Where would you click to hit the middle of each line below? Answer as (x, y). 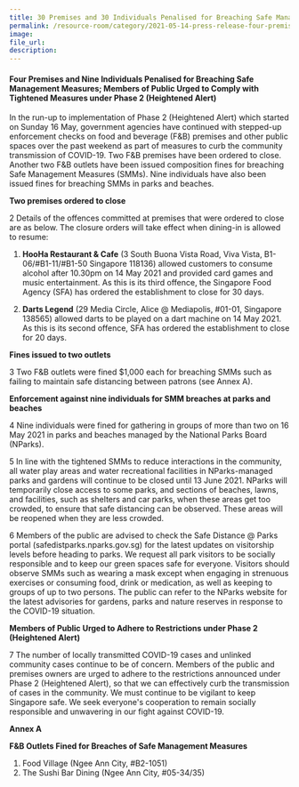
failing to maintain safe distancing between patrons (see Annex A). (131, 381)
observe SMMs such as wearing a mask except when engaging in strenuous (149, 574)
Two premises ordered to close (68, 201)
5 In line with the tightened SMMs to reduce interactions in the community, (145, 462)
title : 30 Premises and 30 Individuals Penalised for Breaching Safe (141, 17)
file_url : (28, 42)
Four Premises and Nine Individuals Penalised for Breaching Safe (132, 79)
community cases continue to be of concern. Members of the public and (142, 664)
